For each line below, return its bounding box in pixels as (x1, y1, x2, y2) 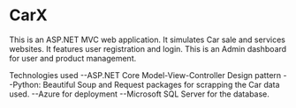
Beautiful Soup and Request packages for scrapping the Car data (42, 79, 280, 90)
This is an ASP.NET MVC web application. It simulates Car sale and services (9, 34, 285, 45)
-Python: (9, 79, 42, 90)
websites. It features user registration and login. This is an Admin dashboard (9, 43, 287, 54)
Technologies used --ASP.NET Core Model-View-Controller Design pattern (9, 69, 282, 80)
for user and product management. (9, 53, 137, 63)
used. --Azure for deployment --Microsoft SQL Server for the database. (9, 89, 269, 99)
